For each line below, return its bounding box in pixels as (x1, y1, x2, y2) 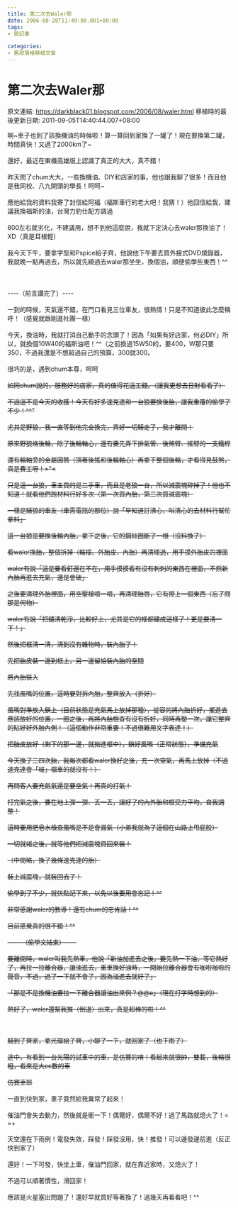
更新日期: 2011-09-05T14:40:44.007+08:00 (13, 116, 140, 124)
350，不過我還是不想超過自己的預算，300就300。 (7, 348, 154, 357)
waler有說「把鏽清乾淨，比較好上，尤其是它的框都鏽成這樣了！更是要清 (7, 614, 216, 623)
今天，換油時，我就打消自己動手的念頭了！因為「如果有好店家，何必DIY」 (7, 331, 223, 339)
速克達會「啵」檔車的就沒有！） (7, 765, 101, 773)
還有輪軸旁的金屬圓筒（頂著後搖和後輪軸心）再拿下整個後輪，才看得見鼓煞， (7, 455, 231, 464)
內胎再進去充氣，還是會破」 (7, 572, 89, 582)
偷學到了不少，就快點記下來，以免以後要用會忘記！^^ (7, 888, 163, 897)
